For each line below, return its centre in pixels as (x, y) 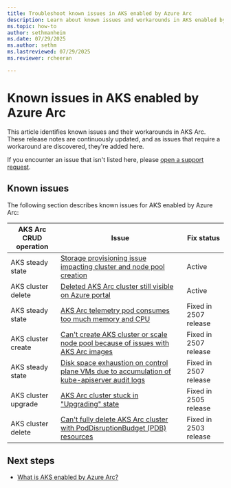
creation (74, 275)
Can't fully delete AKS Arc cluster (114, 419)
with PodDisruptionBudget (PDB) (114, 428)
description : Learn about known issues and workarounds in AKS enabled (112, 20)
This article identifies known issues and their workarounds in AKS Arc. (107, 132)
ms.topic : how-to (32, 26)
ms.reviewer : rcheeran (40, 58)
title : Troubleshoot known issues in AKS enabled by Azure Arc (100, 13)
